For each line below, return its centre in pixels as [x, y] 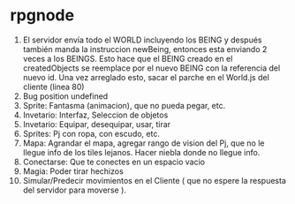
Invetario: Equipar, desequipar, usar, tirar [97, 124]
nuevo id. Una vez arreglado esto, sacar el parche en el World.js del [146, 77]
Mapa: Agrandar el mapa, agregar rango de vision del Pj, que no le [144, 143]
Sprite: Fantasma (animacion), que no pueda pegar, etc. [124, 105]
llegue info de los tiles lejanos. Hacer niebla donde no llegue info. [141, 152]
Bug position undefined [65, 96]
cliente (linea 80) [53, 87]
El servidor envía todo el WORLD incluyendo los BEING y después [142, 40]
